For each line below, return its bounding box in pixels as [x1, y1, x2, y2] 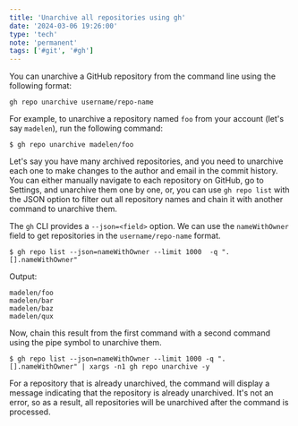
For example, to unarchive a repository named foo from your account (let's [9, 114, 285, 124]
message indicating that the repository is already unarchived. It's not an [9, 388, 274, 398]
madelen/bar [9, 296, 54, 305]
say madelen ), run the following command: [9, 123, 164, 134]
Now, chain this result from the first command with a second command [9, 328, 271, 338]
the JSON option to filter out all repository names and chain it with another [9, 194, 284, 205]
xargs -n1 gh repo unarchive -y [89, 362, 210, 371]
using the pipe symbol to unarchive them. [9, 337, 163, 348]
